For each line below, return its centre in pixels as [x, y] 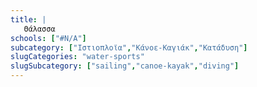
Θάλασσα [39, 29]
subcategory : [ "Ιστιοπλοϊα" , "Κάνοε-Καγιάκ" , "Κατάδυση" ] [129, 47]
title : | [28, 19]
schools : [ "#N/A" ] [48, 38]
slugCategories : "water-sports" [77, 57]
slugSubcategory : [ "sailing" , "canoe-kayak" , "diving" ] [125, 66]
